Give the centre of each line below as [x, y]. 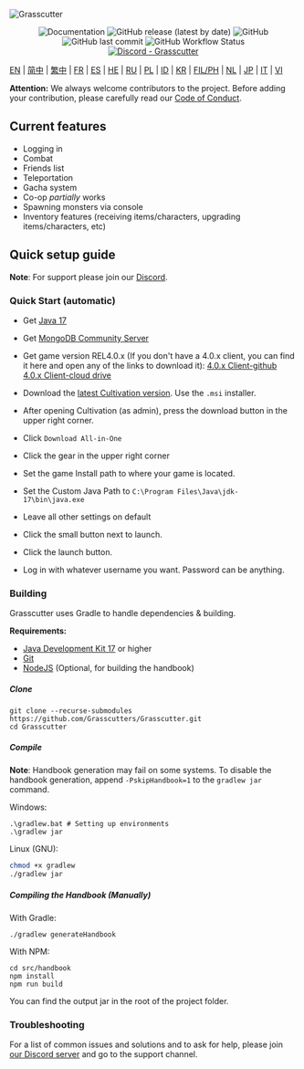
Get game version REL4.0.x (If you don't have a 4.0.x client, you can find [158, 355]
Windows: [28, 807]
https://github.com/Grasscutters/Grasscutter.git [106, 719]
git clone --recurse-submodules [71, 711]
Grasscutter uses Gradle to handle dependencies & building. [123, 613]
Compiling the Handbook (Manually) [80, 895]
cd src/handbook [40, 968]
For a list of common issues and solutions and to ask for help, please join [146, 1044]
